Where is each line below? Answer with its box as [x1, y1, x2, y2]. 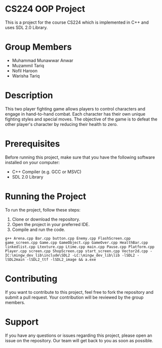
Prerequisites [5, 138, 60, 149]
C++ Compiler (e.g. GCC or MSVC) [12, 168, 82, 175]
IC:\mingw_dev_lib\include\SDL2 [5, 253, 70, 257]
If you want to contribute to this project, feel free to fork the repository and [5, 289, 154, 295]
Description [5, 90, 53, 101]
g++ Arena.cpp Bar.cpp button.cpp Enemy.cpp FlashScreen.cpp [5, 236, 131, 241]
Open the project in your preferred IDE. [12, 221, 90, 227]
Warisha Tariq [12, 73, 40, 78]
